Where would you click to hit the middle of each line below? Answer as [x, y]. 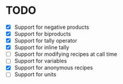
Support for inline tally [42, 47]
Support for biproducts [43, 34]
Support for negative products [52, 27]
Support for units [35, 74]
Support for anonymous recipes [54, 68]
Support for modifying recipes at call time [66, 54]
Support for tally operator [46, 41]
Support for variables [40, 61]
